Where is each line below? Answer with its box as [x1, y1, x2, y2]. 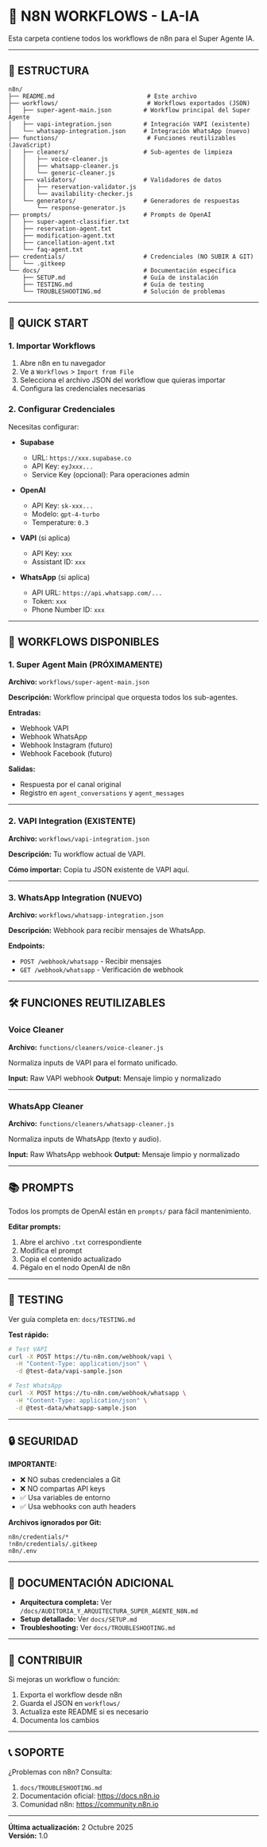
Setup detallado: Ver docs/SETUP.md [19, 1614, 137, 1624]
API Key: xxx [31, 548, 72, 558]
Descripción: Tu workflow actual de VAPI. [8, 849, 145, 859]
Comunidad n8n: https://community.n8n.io [19, 1799, 159, 1809]
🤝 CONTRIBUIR [8, 1653, 83, 1667]
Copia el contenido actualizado [19, 1254, 122, 1264]
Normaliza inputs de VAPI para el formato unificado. [8, 1057, 179, 1067]
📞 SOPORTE [8, 1746, 65, 1759]
